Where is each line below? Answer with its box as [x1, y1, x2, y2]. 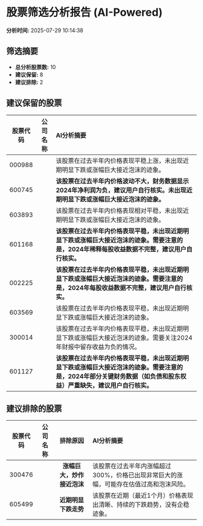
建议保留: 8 [14, 71, 43, 78]
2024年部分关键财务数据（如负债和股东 [68, 372, 181, 380]
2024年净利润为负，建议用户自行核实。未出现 [56, 186, 187, 194]
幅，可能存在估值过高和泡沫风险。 [92, 480, 190, 488]
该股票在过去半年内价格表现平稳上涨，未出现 [56, 156, 183, 165]
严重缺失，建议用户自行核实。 [68, 381, 153, 389]
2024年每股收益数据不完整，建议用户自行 [68, 283, 187, 292]
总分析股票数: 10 [14, 63, 56, 70]
